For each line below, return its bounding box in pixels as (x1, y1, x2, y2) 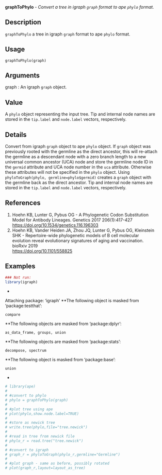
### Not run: (5, 275, 32, 280)
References (5, 199, 41, 207)
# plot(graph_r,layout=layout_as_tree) (5, 466, 86, 471)
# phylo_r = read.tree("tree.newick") (5, 438, 83, 443)
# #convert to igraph (5, 447, 49, 452)
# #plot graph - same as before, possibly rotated (5, 461, 110, 466)
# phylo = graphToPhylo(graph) (5, 398, 68, 403)
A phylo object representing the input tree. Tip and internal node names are (5, 111, 155, 117)
